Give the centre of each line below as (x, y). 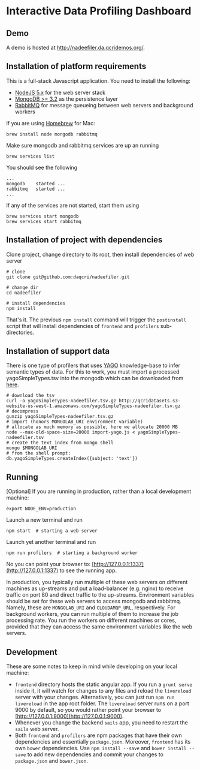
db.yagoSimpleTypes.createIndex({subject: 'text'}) (72, 459)
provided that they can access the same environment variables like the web (99, 627)
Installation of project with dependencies (84, 240)
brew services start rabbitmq (44, 221)
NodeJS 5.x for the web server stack (60, 92)
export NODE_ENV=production (41, 509)
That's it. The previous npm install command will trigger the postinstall (96, 320)
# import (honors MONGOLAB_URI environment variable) (75, 422)
